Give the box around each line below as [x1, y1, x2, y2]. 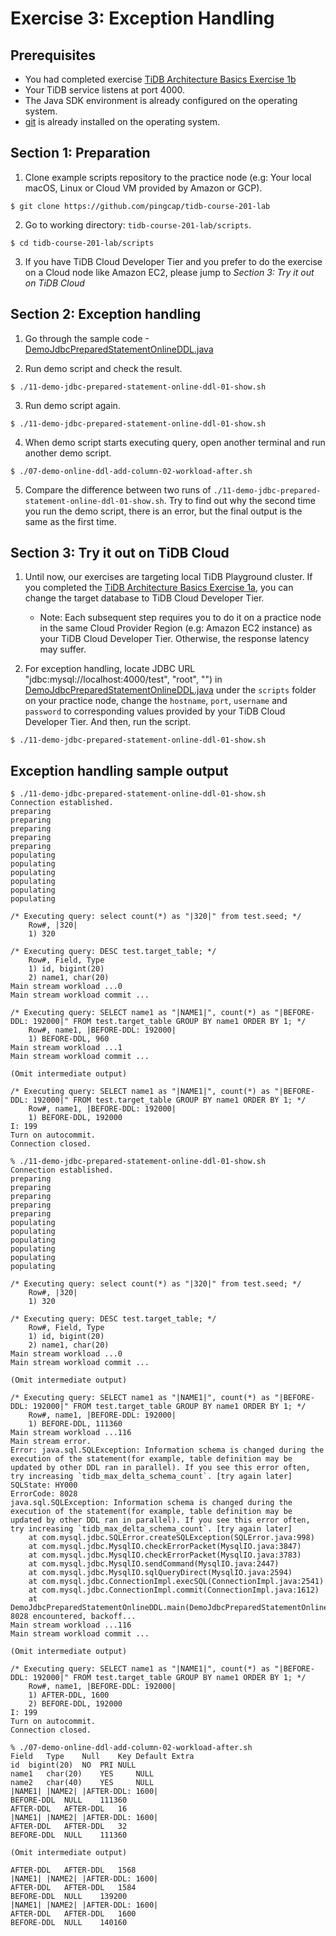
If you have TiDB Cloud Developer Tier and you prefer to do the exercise [24, 255, 323, 267]
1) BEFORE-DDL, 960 [28, 1034, 110, 1044]
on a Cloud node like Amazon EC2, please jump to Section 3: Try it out [24, 266, 315, 278]
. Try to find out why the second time [163, 494, 316, 506]
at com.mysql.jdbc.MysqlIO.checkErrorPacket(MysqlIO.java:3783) [28, 1550, 302, 1561]
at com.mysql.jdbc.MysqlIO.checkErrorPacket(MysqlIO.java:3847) [28, 1542, 302, 1552]
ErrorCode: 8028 [10, 1489, 78, 1499]
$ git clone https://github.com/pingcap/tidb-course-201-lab [10, 201, 271, 211]
